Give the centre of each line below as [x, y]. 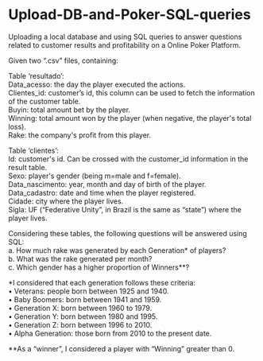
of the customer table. [44, 101]
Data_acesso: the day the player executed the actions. [97, 84]
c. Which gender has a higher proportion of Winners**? [99, 267]
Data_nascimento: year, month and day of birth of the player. [107, 184]
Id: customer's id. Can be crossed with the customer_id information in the [128, 159]
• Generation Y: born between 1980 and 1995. [83, 316]
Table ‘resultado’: [37, 76]
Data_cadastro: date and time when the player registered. [102, 192]
